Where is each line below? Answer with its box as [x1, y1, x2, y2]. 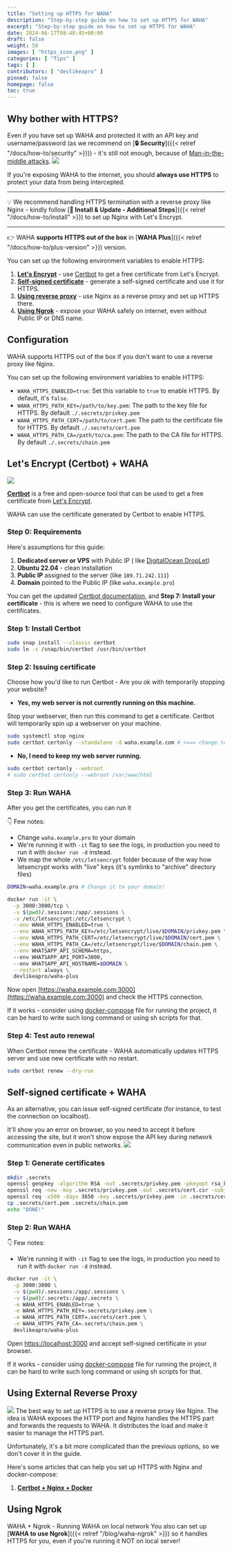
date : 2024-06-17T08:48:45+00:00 [7, 29, 104, 37]
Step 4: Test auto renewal [7, 1031, 95, 1040]
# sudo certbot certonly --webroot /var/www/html [7, 772, 153, 778]
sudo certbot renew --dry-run [7, 1067, 95, 1074]
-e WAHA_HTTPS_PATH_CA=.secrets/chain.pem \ [13, 1320, 144, 1327]
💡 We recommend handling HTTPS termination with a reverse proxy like [7, 198, 211, 206]
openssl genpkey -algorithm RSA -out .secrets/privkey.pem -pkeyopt [7, 1180, 209, 1188]
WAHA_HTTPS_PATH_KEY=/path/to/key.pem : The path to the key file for [17, 401, 208, 409]
